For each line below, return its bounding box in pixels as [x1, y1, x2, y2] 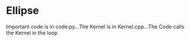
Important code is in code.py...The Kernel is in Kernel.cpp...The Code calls [6, 23, 185, 30]
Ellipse [6, 4, 39, 17]
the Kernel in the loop [6, 29, 58, 36]
